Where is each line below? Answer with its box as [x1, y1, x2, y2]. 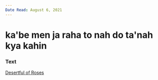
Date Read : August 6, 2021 [5, 7, 62, 13]
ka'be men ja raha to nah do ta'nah [5, 29, 153, 41]
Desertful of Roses [5, 69, 44, 76]
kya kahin [5, 40, 47, 51]
